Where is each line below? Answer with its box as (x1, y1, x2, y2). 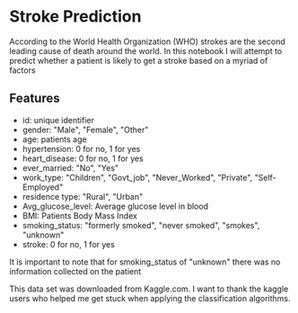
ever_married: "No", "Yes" (22, 162, 119, 173)
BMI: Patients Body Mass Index (22, 210, 137, 221)
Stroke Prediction (9, 6, 142, 27)
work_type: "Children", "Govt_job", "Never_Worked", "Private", (22, 172, 253, 183)
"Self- (254, 172, 276, 183)
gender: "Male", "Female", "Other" (22, 124, 149, 135)
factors (9, 65, 36, 76)
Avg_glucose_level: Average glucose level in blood (22, 201, 209, 211)
